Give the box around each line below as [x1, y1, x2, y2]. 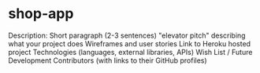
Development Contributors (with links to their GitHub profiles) [8, 56, 207, 65]
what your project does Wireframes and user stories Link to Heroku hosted [8, 38, 251, 48]
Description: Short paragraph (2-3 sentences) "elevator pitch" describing [8, 31, 246, 40]
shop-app [8, 5, 74, 23]
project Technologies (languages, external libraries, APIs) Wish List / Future [8, 47, 253, 57]
